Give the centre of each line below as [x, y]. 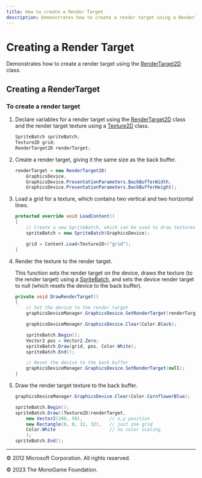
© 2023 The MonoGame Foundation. [52, 470]
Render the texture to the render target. [64, 261]
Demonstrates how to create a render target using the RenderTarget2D [94, 64]
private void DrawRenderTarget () [57, 296]
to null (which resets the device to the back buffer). [78, 285]
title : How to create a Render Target [55, 12]
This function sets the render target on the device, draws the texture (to [104, 273]
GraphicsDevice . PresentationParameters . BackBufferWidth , [99, 182]
